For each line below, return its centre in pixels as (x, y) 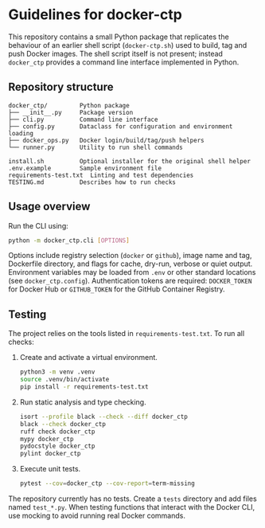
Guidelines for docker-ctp (95, 15)
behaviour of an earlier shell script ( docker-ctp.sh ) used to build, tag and (128, 45)
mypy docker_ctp (47, 439)
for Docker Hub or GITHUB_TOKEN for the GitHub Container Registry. (117, 289)
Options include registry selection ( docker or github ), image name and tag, (130, 256)
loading (21, 133)
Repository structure (61, 87)
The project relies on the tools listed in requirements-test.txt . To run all (127, 334)
